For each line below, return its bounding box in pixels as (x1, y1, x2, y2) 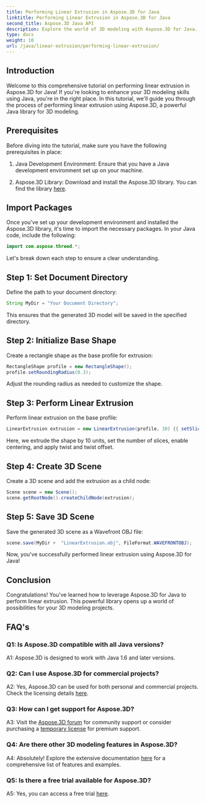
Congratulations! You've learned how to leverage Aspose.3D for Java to (6, 591, 187, 598)
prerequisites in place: (6, 148, 62, 156)
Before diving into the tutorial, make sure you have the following (6, 142, 167, 149)
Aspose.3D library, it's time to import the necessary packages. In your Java (6, 225, 195, 233)
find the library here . (15, 184, 67, 192)
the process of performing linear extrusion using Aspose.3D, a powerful (6, 101, 187, 109)
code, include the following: (6, 231, 76, 239)
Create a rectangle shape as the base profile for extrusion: (6, 352, 154, 359)
